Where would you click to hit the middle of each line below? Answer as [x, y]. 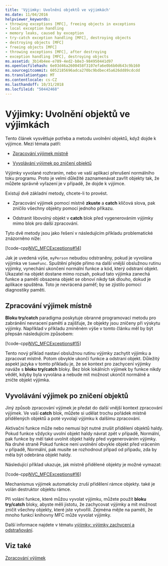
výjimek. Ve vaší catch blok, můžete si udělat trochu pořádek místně [76, 413]
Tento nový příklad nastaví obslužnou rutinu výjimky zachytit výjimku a [78, 353]
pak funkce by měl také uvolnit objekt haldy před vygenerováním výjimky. [81, 439]
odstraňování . [19, 530]
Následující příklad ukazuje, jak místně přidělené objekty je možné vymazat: [83, 465]
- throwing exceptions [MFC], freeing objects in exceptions [70, 24]
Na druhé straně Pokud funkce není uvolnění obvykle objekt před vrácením [82, 444]
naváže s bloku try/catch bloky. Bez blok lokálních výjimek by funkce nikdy [83, 369]
